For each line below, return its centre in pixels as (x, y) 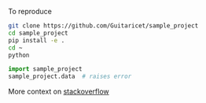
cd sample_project (38, 33)
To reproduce (30, 11)
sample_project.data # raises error (70, 77)
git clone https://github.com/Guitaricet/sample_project (103, 26)
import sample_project (45, 69)
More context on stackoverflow (59, 92)
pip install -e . (37, 40)
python (19, 55)
